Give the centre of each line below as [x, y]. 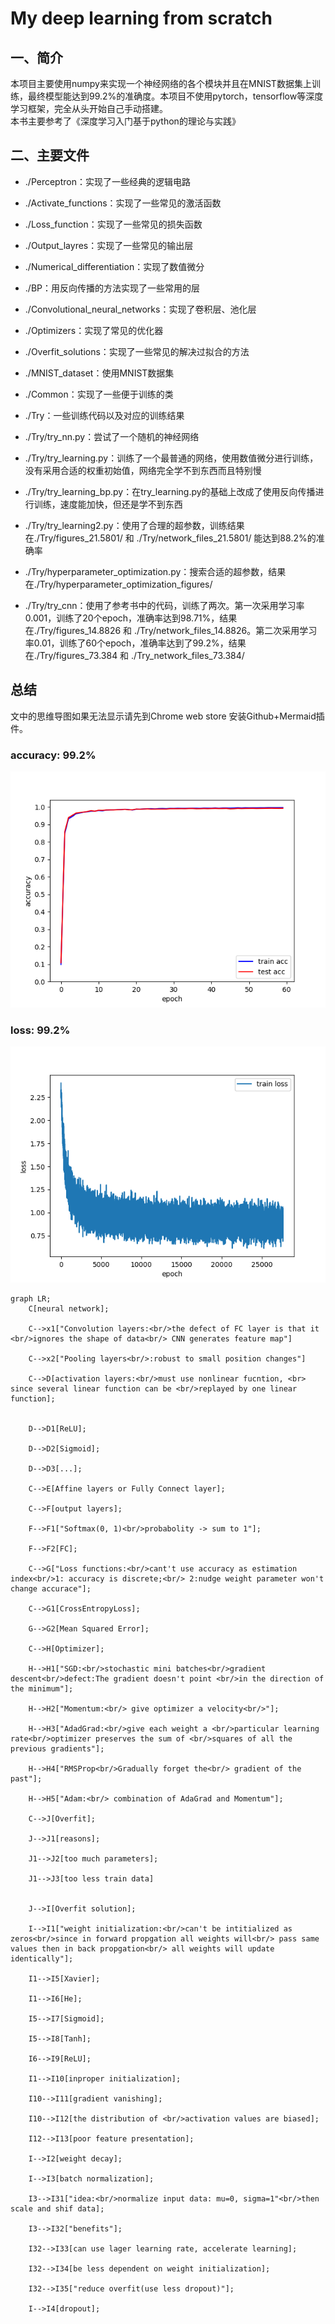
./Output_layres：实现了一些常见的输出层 [109, 245]
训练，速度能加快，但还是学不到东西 [108, 504]
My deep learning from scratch [141, 18]
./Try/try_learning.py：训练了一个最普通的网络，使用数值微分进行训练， [171, 458]
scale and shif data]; [57, 2209]
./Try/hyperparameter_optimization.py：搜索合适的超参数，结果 [155, 571]
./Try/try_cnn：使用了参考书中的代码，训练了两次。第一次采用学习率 [164, 605]
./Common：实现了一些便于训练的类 [99, 394]
